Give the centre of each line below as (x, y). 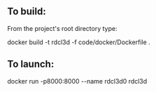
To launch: (31, 64)
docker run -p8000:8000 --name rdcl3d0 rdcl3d (77, 81)
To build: (27, 12)
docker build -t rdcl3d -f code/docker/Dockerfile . (79, 42)
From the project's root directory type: (62, 28)
